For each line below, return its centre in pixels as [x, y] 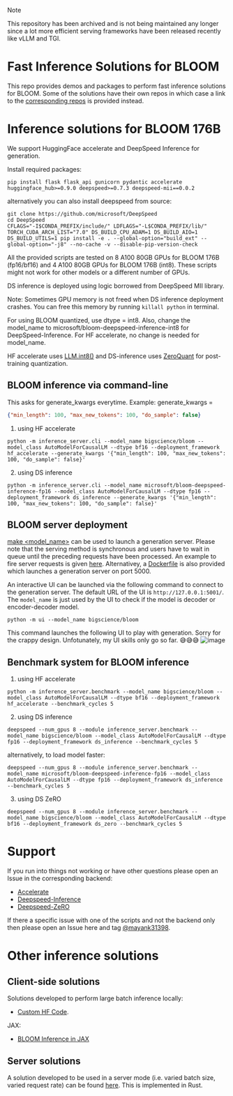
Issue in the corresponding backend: [60, 878]
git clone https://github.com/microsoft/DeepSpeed [82, 214]
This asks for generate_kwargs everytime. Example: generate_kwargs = [110, 402]
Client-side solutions [54, 981]
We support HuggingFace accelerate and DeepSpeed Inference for [104, 148]
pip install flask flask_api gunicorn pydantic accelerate [95, 182]
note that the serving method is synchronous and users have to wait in [108, 549]
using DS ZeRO [39, 799]
